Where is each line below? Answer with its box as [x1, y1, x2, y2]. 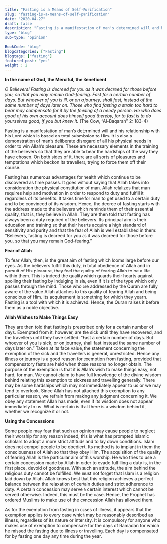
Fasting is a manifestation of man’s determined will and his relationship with [5, 128, 160, 134]
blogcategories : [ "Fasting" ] [5, 49, 66, 54]
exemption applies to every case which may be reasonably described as [5, 512, 153, 518]
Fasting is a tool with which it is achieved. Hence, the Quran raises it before [5, 299, 160, 305]
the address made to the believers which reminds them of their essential [5, 206, 153, 212]
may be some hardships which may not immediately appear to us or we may [5, 382, 161, 389]
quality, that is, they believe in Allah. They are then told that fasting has [5, 211, 150, 217]
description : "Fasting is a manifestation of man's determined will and [5, 26, 159, 31]
